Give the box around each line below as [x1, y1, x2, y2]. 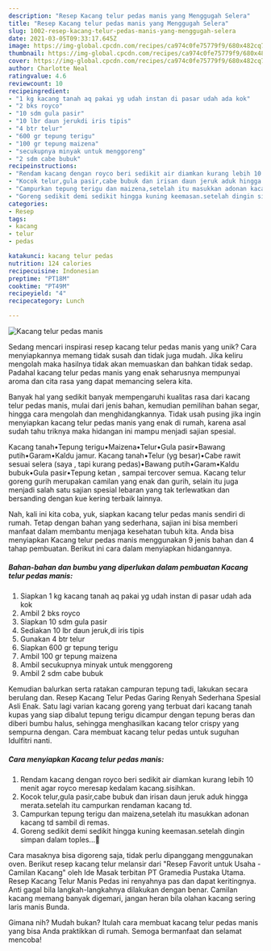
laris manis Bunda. [8, 902, 70, 911]
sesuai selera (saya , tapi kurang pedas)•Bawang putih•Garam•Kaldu [8, 459, 240, 469]
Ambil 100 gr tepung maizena [19, 651, 118, 661]
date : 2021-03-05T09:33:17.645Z [8, 34, 117, 43]
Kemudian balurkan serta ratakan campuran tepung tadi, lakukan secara [8, 684, 248, 694]
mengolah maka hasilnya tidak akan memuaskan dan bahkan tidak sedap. [8, 359, 253, 369]
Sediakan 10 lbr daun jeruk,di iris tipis [19, 625, 144, 635]
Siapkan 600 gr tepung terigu [19, 642, 119, 652]
